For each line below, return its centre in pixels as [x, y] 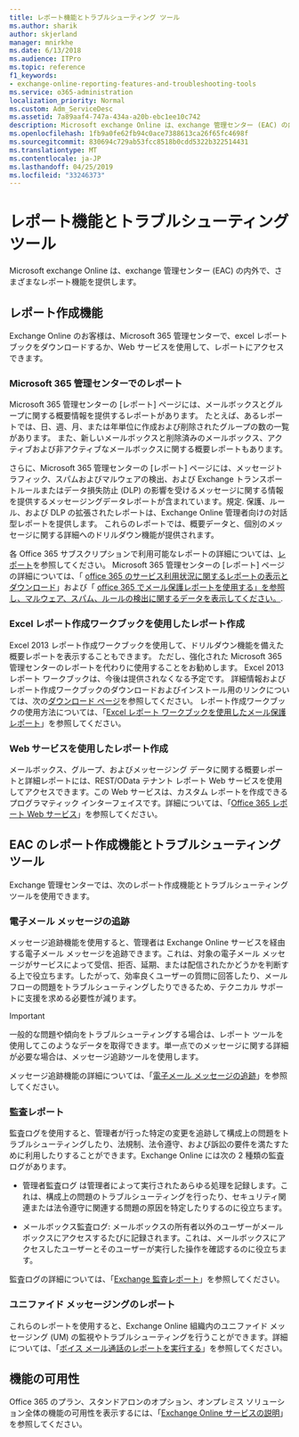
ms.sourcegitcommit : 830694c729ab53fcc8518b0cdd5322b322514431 [129, 142]
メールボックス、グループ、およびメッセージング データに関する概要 [134, 769]
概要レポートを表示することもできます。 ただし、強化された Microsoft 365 [146, 656]
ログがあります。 [40, 1167]
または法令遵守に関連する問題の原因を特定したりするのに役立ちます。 [158, 1208]
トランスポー [259, 479]
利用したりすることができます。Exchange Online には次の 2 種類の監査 [154, 1155]
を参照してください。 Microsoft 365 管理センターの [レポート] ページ [158, 565]
